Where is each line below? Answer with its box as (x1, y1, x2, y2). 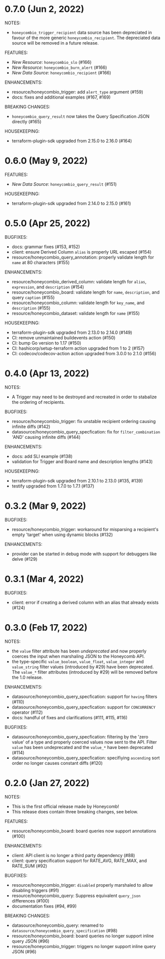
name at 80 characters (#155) (11, 259, 70, 266)
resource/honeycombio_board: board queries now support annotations (11, 828, 157, 834)
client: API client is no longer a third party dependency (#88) (11, 852, 135, 858)
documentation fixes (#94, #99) (11, 903, 77, 909)
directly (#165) (11, 118, 41, 124)
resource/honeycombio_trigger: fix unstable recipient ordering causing (11, 418, 156, 424)
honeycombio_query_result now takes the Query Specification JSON (11, 113, 150, 119)
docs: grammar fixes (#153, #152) (11, 244, 80, 250)
